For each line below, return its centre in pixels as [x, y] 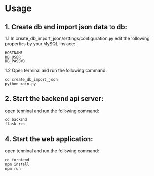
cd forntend [17, 160]
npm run [13, 168]
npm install [17, 164]
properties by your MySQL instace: [40, 44]
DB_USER [13, 57]
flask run [15, 124]
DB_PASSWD [15, 61]
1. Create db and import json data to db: [66, 27]
